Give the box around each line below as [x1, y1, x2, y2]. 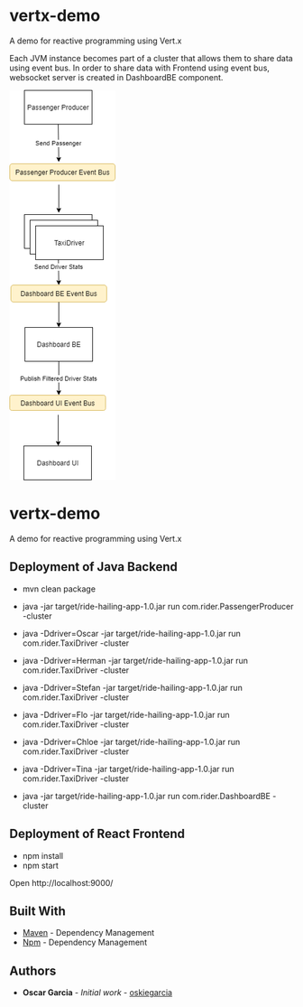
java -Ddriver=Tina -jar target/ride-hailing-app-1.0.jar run [22, 763, 234, 774]
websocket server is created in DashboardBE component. [9, 71, 224, 82]
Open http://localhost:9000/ [9, 877, 114, 888]
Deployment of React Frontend [9, 826, 186, 842]
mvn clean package [22, 583, 96, 594]
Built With [9, 903, 66, 918]
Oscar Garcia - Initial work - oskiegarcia [22, 987, 173, 998]
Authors [9, 963, 57, 978]
